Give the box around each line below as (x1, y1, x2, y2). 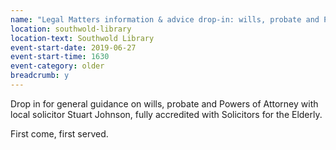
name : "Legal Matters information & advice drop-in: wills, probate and (10, 14, 320, 25)
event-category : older (10, 61, 105, 71)
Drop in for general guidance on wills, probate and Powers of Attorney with (10, 97, 319, 110)
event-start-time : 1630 (10, 52, 110, 62)
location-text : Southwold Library (10, 33, 155, 43)
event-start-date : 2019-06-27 (10, 42, 137, 53)
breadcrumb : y (10, 71, 70, 81)
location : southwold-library (10, 24, 132, 34)
